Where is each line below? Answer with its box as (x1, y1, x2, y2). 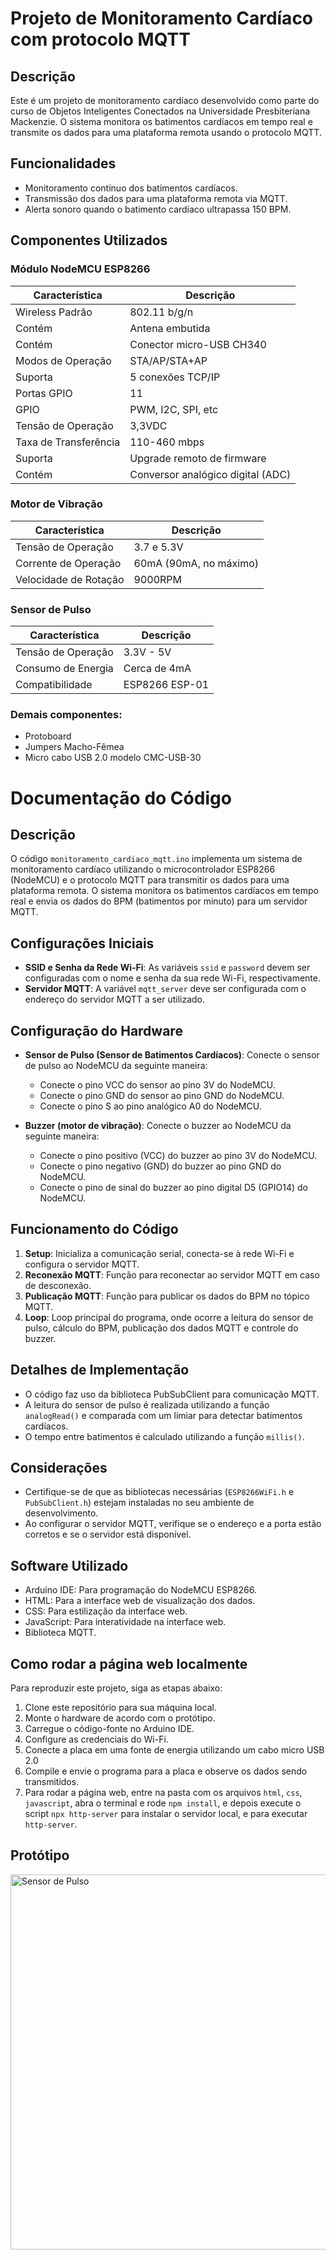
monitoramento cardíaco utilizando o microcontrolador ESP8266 (10, 863, 276, 876)
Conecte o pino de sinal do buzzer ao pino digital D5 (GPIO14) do (39, 1182, 308, 1194)
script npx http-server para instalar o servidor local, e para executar (24, 1808, 308, 1820)
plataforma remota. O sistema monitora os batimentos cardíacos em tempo (10, 885, 320, 897)
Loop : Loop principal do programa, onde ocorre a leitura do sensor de (24, 1311, 314, 1323)
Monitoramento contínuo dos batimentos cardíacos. (24, 182, 238, 194)
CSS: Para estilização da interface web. (24, 1605, 188, 1617)
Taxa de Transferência (15, 435, 121, 449)
